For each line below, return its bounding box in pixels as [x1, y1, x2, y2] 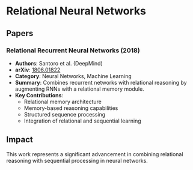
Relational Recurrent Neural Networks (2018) [6, 46, 140, 55]
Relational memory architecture [23, 98, 102, 105]
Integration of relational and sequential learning [23, 117, 141, 124]
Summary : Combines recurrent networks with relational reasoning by [14, 79, 188, 86]
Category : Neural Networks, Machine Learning [14, 72, 132, 79]
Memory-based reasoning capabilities [23, 104, 118, 112]
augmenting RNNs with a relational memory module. [14, 85, 144, 93]
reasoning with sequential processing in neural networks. [6, 157, 149, 164]
